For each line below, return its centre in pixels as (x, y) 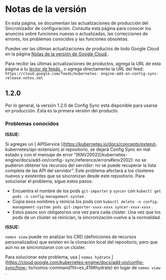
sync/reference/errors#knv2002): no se (106, 160)
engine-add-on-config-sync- (130, 73)
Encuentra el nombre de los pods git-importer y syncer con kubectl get (87, 191)
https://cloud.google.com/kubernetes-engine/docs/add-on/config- (75, 263)
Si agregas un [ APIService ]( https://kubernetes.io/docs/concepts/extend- (81, 144)
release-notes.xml (24, 78)
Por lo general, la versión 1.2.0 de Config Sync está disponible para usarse (81, 105)
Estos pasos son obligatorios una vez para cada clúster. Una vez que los (86, 212)
